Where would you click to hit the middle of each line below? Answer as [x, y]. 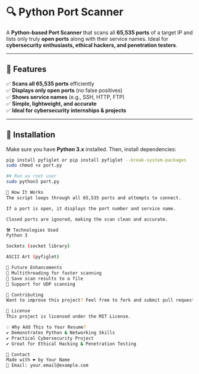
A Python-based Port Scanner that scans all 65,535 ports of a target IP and [99, 32]
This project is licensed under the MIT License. [69, 317]
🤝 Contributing [25, 295]
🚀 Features [26, 69]
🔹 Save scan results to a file [45, 279]
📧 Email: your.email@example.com [47, 366]
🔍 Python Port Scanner [65, 12]
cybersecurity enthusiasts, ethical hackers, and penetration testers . [92, 45]
